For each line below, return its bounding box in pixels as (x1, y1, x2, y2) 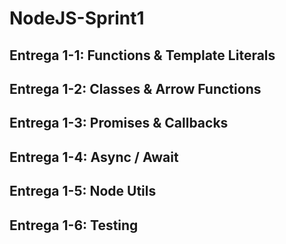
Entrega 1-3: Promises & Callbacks (9, 115, 229, 132)
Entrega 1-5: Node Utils (9, 183, 157, 200)
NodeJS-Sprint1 (9, 7, 145, 30)
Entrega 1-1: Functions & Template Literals (9, 47, 276, 64)
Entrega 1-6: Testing (9, 217, 139, 234)
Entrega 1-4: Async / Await (9, 148, 179, 166)
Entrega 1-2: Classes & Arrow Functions (9, 80, 262, 97)
